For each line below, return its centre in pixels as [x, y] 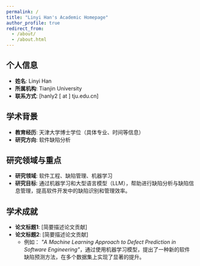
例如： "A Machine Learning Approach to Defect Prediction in [100, 242]
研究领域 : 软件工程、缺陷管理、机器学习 [63, 176]
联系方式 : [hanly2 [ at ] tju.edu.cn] [57, 96]
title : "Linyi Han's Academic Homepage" [57, 17]
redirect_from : [25, 28]
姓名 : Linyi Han [33, 81]
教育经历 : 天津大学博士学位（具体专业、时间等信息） [79, 132]
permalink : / [22, 12]
